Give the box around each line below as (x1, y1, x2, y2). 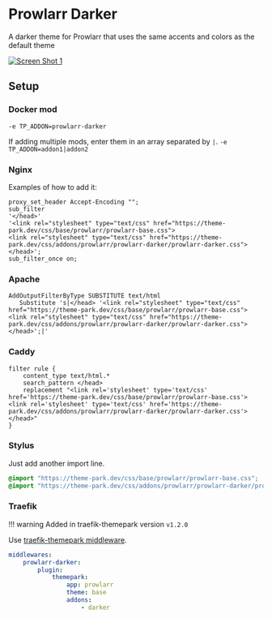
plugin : (37, 565, 63, 574)
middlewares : (8, 551, 53, 559)
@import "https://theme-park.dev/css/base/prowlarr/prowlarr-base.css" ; (8, 474, 259, 483)
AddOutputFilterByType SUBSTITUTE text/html (8, 292, 161, 300)
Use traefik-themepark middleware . (8, 534, 127, 544)
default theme (8, 40, 55, 49)
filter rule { (8, 364, 57, 373)
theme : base (66, 589, 107, 597)
